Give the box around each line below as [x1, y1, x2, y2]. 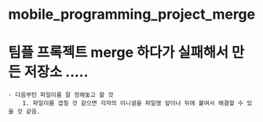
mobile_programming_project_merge [8, 5, 256, 23]
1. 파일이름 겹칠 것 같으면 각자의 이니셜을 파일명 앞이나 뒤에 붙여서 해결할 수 [22, 99, 243, 107]
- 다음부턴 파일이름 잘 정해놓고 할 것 [8, 91, 114, 99]
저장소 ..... [24, 63, 89, 81]
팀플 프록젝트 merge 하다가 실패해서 [8, 44, 229, 62]
